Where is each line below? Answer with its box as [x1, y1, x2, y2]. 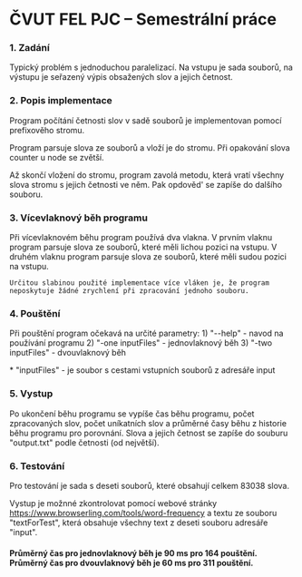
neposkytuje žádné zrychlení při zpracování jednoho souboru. [9, 287, 249, 296]
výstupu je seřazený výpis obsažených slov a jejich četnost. [9, 72, 233, 83]
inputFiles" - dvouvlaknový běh [9, 347, 127, 358]
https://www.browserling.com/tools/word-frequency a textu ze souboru [9, 507, 278, 518]
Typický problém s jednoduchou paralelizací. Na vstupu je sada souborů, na [9, 62, 293, 73]
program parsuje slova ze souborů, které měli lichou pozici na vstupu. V [9, 241, 278, 253]
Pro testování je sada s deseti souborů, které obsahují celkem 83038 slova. [9, 480, 290, 491]
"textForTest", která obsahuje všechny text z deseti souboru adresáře [9, 517, 268, 528]
